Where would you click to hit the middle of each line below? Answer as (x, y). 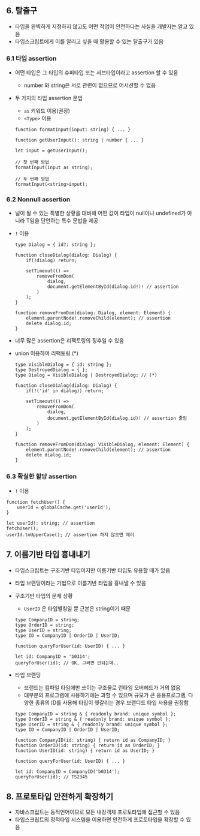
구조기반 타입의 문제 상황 (44, 596)
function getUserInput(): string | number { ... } (79, 140)
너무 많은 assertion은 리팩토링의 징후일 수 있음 (69, 341)
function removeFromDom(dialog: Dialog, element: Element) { (93, 313)
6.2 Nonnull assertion (38, 200)
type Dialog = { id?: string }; (55, 245)
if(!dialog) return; (51, 261)
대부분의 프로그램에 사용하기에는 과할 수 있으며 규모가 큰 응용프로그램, (105, 695)
